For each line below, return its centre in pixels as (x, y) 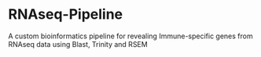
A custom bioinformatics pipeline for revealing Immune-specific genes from (130, 36)
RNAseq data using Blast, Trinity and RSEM (78, 44)
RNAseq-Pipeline (66, 14)
